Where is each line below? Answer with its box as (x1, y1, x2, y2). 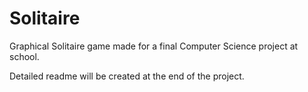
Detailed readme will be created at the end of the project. (9, 70, 245, 82)
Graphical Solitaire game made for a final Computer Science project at (9, 40, 299, 52)
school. (9, 50, 40, 62)
